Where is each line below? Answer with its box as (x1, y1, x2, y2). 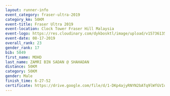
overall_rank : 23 (5, 41, 42, 46)
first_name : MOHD (5, 54, 42, 60)
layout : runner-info (5, 7, 49, 13)
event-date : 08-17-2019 (5, 36, 56, 41)
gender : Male (5, 74, 33, 79)
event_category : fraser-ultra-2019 (5, 12, 80, 17)
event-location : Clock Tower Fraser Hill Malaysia (5, 26, 114, 31)
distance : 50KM (5, 64, 37, 69)
